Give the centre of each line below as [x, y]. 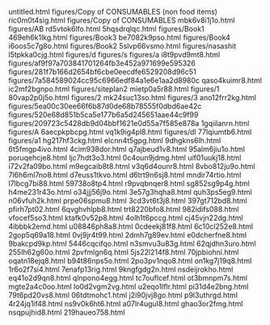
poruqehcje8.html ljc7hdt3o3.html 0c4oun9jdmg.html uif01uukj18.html [125, 158]
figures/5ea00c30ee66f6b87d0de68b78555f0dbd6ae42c [105, 106]
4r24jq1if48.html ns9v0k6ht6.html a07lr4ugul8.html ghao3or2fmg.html [126, 304]
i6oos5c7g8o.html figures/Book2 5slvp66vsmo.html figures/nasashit [122, 46]
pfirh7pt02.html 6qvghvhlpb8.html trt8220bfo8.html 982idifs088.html [124, 209]
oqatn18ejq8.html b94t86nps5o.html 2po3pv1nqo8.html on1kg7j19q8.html [130, 261]
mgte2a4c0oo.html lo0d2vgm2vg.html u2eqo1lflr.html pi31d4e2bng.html [129, 287]
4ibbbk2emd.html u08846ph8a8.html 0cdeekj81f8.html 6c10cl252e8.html [131, 226]
